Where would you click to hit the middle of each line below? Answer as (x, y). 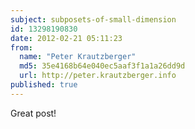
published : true (44, 85)
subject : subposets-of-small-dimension (93, 19)
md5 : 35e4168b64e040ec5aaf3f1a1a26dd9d (102, 66)
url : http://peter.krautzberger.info (98, 76)
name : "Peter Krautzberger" (78, 57)
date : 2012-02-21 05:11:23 (66, 38)
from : (21, 47)
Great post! (33, 113)
